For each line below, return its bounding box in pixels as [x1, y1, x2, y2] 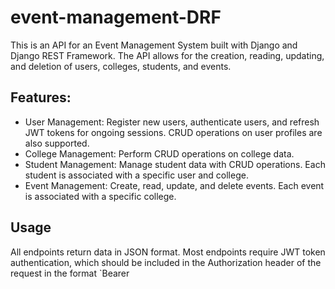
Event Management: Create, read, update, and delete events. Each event [24, 179, 325, 191]
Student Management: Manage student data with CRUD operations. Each [24, 158, 326, 170]
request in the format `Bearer [10, 267, 130, 279]
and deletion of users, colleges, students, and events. [10, 60, 232, 72]
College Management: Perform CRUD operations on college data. [24, 147, 295, 160]
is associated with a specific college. [24, 190, 177, 202]
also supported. [24, 137, 90, 149]
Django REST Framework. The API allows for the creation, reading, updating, [10, 49, 325, 61]
